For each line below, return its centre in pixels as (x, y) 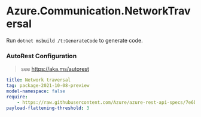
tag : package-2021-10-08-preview (48, 86)
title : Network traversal (38, 80)
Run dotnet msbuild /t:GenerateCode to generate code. (74, 40)
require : (17, 97)
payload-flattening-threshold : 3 (48, 108)
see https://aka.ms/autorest (55, 69)
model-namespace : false (36, 91)
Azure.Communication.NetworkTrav (98, 11)
